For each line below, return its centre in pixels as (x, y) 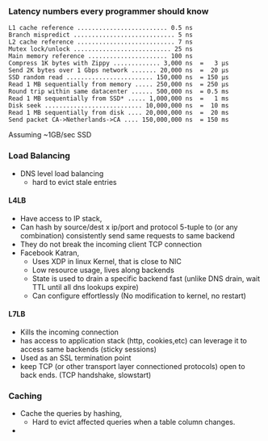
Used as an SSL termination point (75, 358)
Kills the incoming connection (69, 332)
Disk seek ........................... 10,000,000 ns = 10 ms (119, 106)
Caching (25, 396)
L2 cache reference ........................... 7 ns (101, 42)
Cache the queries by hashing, (71, 414)
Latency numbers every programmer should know (109, 11)
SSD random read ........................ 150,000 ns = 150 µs (119, 78)
